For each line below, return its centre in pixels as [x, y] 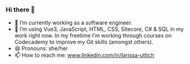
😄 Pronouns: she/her [41, 48]
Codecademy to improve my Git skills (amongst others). [84, 42]
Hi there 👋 [21, 10]
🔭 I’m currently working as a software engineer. [73, 23]
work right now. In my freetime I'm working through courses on [93, 36]
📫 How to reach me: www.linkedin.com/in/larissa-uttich [84, 55]
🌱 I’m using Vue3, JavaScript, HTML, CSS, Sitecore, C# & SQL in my [99, 29]
